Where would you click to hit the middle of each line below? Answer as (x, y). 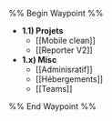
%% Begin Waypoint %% (56, 13)
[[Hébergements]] (69, 79)
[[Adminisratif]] (64, 69)
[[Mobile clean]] (66, 40)
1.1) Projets (42, 30)
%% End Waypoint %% (52, 106)
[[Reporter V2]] (64, 50)
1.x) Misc (39, 60)
